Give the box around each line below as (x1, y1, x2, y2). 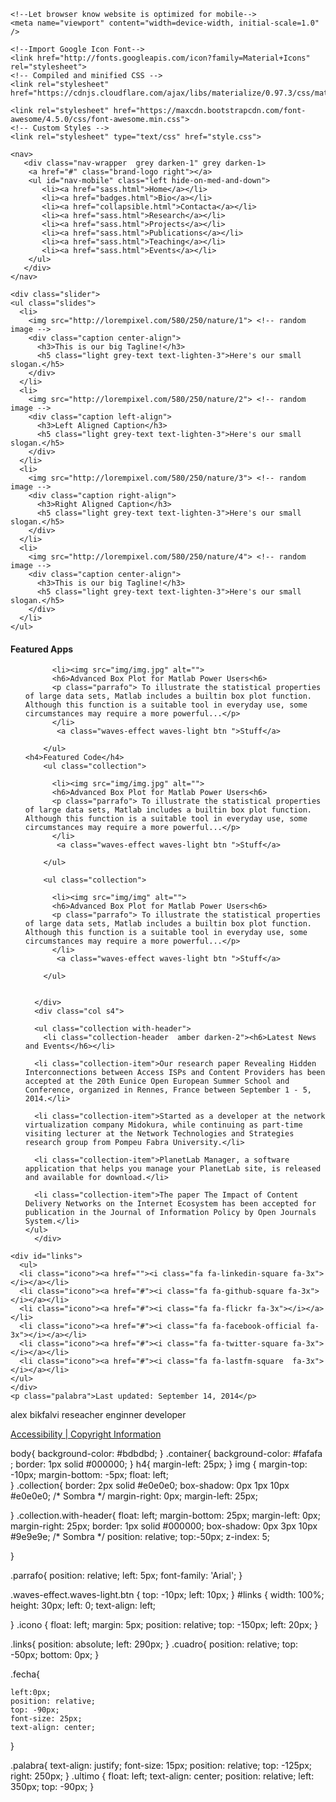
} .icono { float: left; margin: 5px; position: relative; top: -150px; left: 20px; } (10, 1619, 319, 1631)
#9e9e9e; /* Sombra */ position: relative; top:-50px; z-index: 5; (10, 1531, 271, 1543)
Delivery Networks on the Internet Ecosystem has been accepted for (24, 1199, 317, 1209)
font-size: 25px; (10, 1714, 83, 1724)
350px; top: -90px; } (10, 1781, 95, 1793)
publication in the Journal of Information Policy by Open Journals (24, 1208, 317, 1218)
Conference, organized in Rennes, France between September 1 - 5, (24, 1085, 312, 1095)
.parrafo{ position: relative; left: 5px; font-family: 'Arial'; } (10, 1570, 243, 1582)
